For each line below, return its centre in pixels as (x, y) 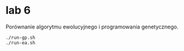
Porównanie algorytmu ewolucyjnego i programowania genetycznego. (92, 27)
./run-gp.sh (20, 37)
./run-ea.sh (20, 43)
